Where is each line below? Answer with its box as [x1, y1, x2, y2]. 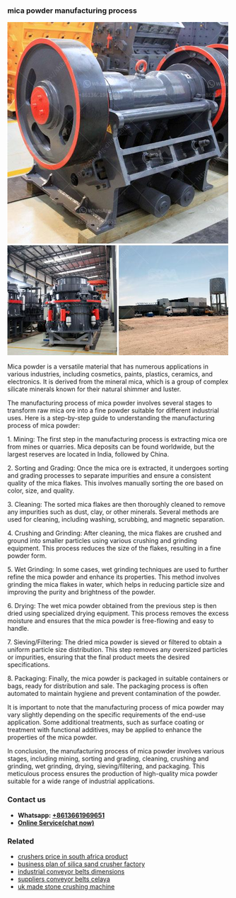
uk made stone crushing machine [17, 882, 115, 891]
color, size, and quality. [7, 486, 75, 495]
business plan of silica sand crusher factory [17, 860, 146, 868]
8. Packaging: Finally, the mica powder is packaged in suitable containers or [7, 674, 229, 683]
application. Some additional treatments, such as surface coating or [7, 718, 205, 726]
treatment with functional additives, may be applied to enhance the [7, 726, 202, 734]
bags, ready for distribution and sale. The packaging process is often [7, 682, 208, 690]
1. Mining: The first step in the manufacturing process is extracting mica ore [7, 435, 228, 444]
